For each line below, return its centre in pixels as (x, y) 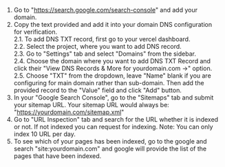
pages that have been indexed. (57, 156)
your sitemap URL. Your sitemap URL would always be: (92, 105)
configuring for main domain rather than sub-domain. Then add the (109, 83)
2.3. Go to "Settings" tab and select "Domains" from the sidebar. (105, 54)
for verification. (35, 32)
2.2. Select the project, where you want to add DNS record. (98, 46)
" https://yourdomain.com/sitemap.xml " (69, 112)
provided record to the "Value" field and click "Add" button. (98, 90)
